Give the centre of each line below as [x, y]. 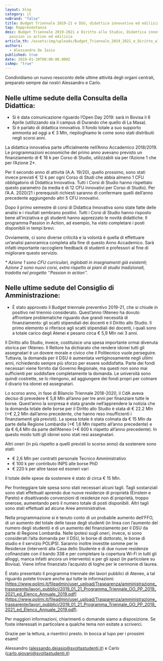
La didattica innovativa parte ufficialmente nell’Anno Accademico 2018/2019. [81, 147]
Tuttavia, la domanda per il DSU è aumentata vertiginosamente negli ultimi [79, 358]
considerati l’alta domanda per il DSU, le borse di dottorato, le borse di [75, 538]
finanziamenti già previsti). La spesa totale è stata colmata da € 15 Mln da [78, 419]
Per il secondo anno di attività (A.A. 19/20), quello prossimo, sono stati [75, 172]
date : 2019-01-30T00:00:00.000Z [38, 59]
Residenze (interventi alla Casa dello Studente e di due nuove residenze [77, 548]
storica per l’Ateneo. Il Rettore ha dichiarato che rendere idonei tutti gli [75, 347]
